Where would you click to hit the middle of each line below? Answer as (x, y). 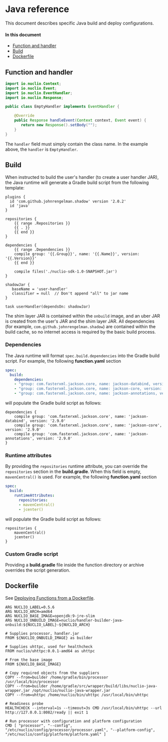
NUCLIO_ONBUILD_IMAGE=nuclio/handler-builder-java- (69, 620)
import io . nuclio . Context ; (33, 84)
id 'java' (20, 206)
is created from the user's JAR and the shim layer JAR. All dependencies (80, 321)
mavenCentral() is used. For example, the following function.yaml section (81, 477)
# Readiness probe (24, 703)
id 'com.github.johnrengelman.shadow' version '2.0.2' (68, 201)
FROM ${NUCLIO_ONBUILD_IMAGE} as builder (49, 638)
